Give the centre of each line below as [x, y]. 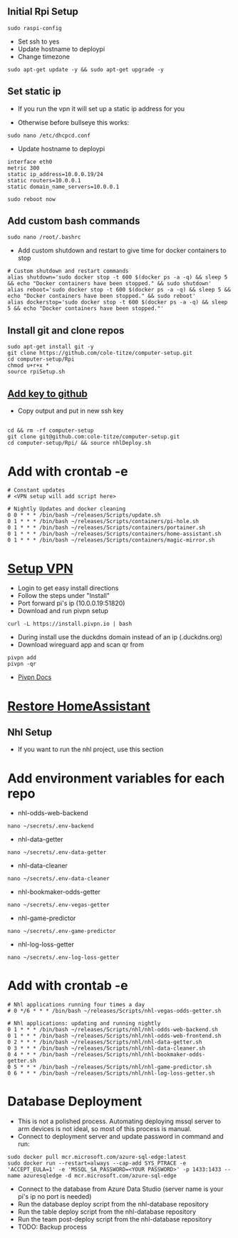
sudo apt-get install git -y [51, 347]
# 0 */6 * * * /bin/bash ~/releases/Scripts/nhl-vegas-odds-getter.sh [114, 1011]
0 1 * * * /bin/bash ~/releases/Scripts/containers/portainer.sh [106, 528]
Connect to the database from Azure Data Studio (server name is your [120, 1189]
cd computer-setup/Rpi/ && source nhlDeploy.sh [79, 443]
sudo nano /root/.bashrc [44, 237]
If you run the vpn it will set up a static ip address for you [101, 108]
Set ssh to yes [38, 41]
